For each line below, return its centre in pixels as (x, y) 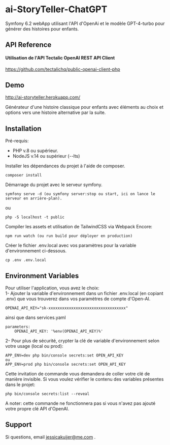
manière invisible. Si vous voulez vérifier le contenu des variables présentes (84, 379)
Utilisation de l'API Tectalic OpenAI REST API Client (60, 57)
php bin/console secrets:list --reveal (47, 394)
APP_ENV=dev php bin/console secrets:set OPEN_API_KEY (64, 355)
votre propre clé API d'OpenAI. (37, 408)
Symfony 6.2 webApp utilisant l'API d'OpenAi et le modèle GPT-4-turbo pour (85, 23)
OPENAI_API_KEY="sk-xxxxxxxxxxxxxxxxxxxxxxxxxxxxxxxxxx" (67, 308)
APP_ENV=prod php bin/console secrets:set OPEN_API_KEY (65, 364)
